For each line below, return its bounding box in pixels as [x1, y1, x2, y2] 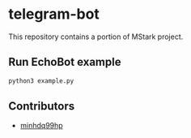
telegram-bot [8, 5, 100, 24]
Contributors [8, 99, 75, 114]
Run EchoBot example [8, 55, 121, 69]
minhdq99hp [19, 121, 63, 131]
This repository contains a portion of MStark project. [8, 32, 184, 41]
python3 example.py [8, 76, 74, 85]
